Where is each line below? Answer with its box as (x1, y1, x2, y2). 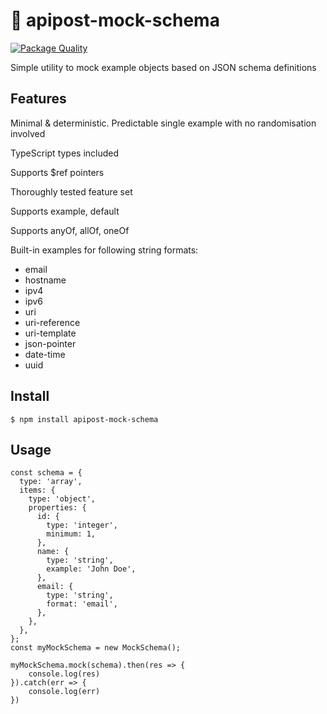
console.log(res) (28, 669, 101, 679)
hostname (24, 274, 67, 286)
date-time (24, 348, 66, 360)
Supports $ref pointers (10, 166, 105, 178)
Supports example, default (10, 205, 120, 217)
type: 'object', (28, 494, 97, 504)
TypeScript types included (10, 147, 120, 159)
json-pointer (24, 337, 77, 349)
